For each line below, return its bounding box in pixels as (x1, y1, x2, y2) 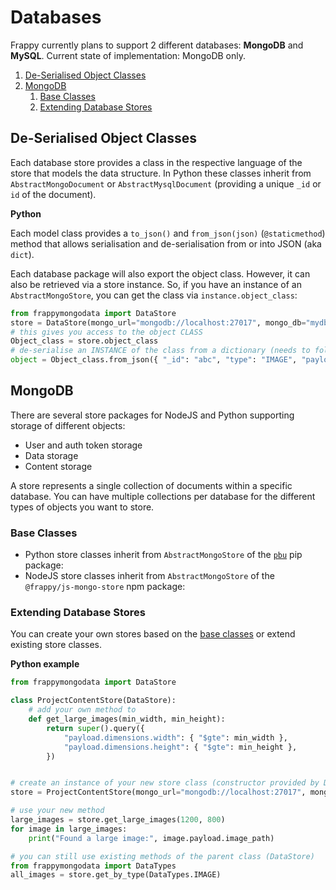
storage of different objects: (10, 419, 126, 431)
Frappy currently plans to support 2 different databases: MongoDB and (10, 39, 304, 51)
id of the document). (10, 188, 97, 200)
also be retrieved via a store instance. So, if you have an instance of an (10, 278, 302, 290)
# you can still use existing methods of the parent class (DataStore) (10, 851, 315, 861)
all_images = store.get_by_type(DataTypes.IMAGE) (10, 870, 222, 880)
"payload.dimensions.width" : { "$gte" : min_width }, (63, 732, 288, 743)
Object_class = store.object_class (10, 336, 159, 346)
